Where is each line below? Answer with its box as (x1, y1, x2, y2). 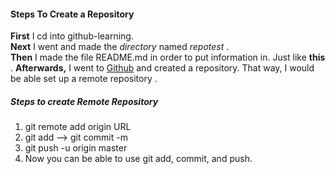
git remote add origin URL (24, 121, 132, 133)
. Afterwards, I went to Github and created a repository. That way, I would (10, 62, 315, 74)
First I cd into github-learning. (10, 30, 134, 42)
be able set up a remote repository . (10, 73, 158, 85)
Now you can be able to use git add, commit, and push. (24, 153, 253, 165)
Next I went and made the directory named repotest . (10, 41, 230, 53)
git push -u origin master (24, 142, 128, 154)
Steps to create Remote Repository (10, 95, 159, 107)
